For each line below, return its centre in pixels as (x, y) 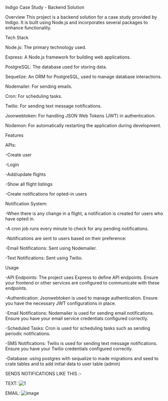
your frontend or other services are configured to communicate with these (82, 283)
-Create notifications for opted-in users (46, 194)
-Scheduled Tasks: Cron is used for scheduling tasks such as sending (78, 328)
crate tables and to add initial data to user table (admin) (63, 364)
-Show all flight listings (29, 184)
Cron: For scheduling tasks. (34, 96)
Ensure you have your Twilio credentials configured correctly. (69, 349)
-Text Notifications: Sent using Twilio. (44, 258)
